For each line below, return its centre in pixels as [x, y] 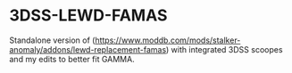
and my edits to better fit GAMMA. [72, 59]
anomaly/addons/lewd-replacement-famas [88, 49]
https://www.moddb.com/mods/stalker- [168, 40]
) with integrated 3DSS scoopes [224, 49]
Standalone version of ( [52, 40]
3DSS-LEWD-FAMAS [88, 16]
